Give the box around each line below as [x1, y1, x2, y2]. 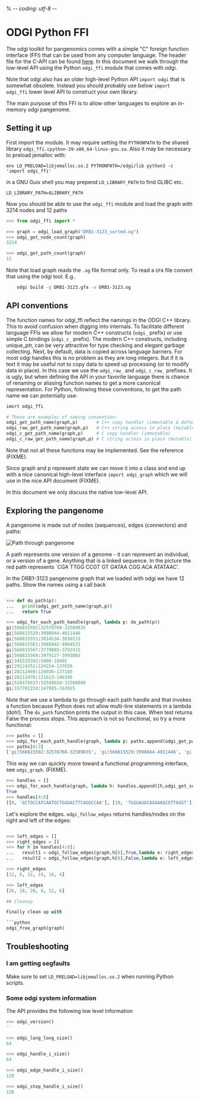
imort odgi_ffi [6, 403, 44, 409]
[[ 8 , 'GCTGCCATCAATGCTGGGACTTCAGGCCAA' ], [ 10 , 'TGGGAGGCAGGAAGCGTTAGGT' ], [6, 799, 195, 806]
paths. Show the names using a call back [6, 581, 107, 588]
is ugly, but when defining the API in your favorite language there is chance [6, 373, 190, 380]
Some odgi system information [6, 994, 97, 1002]
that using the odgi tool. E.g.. [6, 273, 76, 280]
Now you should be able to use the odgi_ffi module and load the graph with [6, 200, 192, 207]
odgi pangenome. [27, 106, 71, 113]
